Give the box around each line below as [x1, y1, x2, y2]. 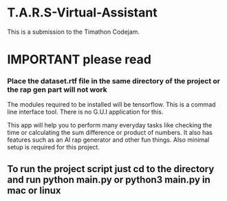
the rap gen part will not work [7, 85, 108, 94]
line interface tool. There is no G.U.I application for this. [7, 108, 164, 116]
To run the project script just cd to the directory [7, 163, 215, 175]
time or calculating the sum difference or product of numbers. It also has [7, 129, 213, 137]
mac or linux [7, 184, 61, 196]
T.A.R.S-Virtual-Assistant [7, 5, 158, 21]
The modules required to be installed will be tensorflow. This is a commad [7, 100, 216, 109]
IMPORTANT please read [7, 52, 151, 67]
